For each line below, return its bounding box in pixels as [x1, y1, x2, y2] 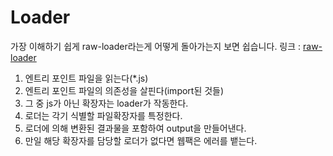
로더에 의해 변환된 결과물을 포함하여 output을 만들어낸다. [24, 122, 247, 134]
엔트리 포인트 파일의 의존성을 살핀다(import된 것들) [24, 84, 225, 96]
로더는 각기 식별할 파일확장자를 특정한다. [24, 109, 183, 121]
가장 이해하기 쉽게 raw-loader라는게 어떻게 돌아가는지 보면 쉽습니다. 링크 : [10, 40, 302, 52]
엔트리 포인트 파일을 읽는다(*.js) [24, 72, 149, 84]
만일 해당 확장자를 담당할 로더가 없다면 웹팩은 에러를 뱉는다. [24, 134, 258, 146]
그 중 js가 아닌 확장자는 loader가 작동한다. [24, 97, 189, 109]
